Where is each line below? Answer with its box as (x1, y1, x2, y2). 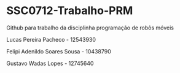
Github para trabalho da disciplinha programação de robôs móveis (6, 24, 174, 31)
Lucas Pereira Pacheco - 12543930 (6, 36, 96, 43)
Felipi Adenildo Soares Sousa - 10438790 (6, 47, 112, 55)
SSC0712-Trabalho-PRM (6, 4, 133, 18)
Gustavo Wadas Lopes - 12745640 (6, 60, 94, 67)
